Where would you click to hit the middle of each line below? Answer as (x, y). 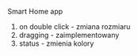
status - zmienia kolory (56, 43)
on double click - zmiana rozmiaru (75, 26)
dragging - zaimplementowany (69, 35)
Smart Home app (35, 11)
